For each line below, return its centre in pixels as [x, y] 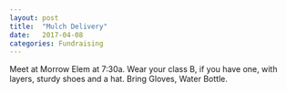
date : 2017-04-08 [46, 35]
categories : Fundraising [56, 43]
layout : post [34, 18]
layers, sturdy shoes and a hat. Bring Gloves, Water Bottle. [118, 79]
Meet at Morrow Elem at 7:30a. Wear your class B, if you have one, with [143, 69]
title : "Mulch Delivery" [58, 26]
